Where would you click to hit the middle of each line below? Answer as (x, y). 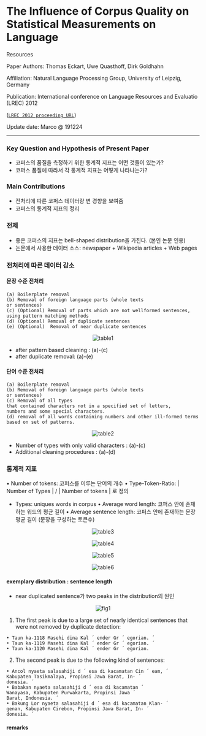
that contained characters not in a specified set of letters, (89, 406)
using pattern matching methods (48, 316)
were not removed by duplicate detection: (68, 626)
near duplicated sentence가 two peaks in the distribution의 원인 (95, 596)
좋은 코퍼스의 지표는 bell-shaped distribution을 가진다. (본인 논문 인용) (100, 240)
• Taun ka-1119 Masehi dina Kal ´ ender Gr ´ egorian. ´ (81, 643)
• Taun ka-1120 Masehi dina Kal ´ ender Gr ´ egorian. (78, 648)
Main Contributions (36, 186)
